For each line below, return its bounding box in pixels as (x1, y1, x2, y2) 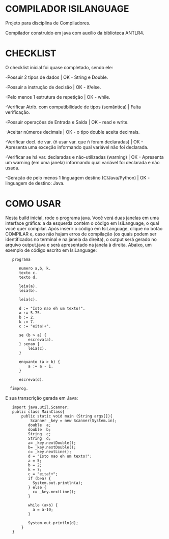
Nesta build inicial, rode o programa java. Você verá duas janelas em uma (5, 215, 159, 221)
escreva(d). (18, 377, 44, 382)
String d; (27, 436, 51, 441)
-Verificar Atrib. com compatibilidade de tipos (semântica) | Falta (5, 104, 141, 110)
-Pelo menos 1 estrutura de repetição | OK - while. (5, 94, 110, 100)
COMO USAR (5, 198, 61, 209)
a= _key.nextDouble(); (27, 440, 76, 445)
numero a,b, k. (18, 265, 51, 271)
